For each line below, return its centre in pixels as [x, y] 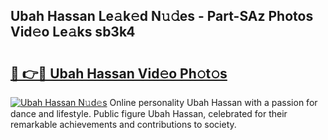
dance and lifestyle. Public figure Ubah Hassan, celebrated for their [149, 113]
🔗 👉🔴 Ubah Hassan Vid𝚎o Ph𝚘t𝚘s [119, 73]
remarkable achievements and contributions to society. [123, 124]
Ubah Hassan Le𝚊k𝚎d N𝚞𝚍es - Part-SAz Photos [162, 16]
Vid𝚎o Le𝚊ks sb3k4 [73, 32]
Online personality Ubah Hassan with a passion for [213, 102]
